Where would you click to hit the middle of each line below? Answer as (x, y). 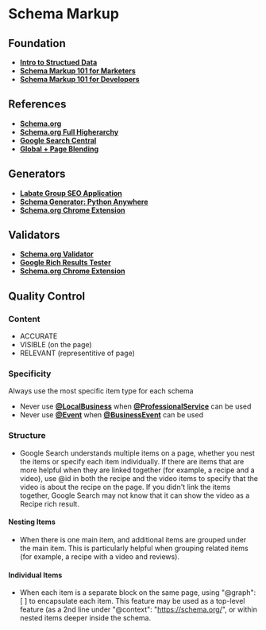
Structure (27, 436)
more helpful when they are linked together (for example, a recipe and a (137, 470)
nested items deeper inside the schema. (85, 618)
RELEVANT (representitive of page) (77, 353)
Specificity (30, 374)
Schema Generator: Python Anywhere (84, 202)
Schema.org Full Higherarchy (69, 131)
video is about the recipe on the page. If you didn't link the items (125, 487)
